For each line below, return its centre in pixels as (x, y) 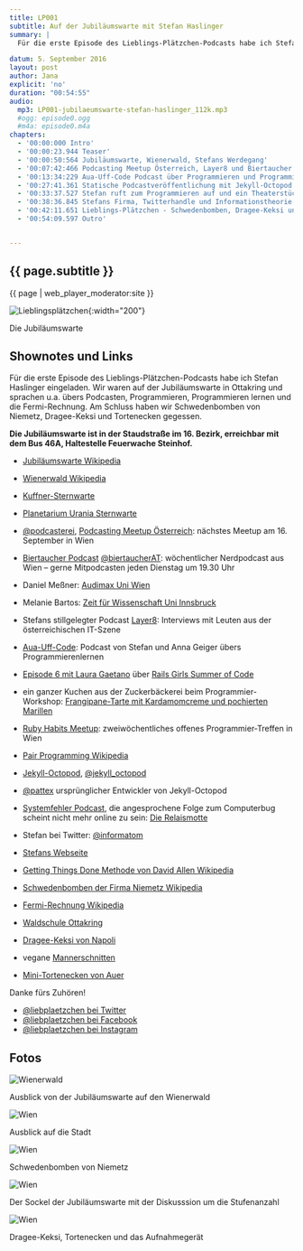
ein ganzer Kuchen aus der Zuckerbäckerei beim (113, 692)
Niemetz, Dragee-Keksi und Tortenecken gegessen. (106, 416)
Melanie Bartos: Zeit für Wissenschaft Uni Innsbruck (119, 602)
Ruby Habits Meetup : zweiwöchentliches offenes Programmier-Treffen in (157, 729)
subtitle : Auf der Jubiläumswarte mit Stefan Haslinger (116, 26)
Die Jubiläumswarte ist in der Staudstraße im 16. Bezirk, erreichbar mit (144, 434)
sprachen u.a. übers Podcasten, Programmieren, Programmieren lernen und (150, 397)
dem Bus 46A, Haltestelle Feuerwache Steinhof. (101, 443)
